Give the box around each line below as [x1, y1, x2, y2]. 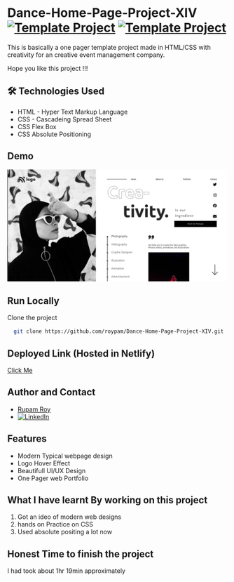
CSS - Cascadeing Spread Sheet [17, 114, 112, 124]
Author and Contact [7, 386, 96, 398]
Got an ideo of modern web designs [17, 512, 121, 521]
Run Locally [7, 295, 60, 307]
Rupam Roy [17, 405, 51, 414]
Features [7, 433, 47, 445]
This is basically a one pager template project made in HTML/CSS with [7, 43, 212, 51]
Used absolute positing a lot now [17, 528, 113, 536]
